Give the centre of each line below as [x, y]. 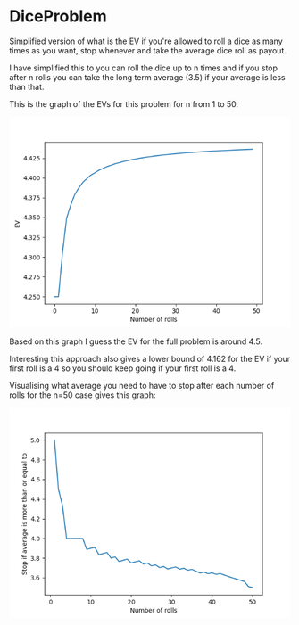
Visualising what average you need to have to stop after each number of [142, 385]
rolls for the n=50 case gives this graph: [83, 395]
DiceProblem [58, 16]
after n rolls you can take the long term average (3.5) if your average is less [147, 77]
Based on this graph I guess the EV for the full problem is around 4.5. [136, 341]
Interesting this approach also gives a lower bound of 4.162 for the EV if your [150, 358]
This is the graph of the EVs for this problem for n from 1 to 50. [124, 103]
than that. [27, 86]
